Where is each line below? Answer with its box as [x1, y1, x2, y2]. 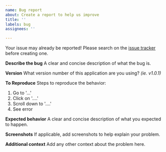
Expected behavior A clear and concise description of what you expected [5, 116, 161, 122]
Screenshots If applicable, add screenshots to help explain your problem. [5, 131, 160, 138]
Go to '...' [12, 90, 32, 96]
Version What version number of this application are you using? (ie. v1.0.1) [5, 70, 161, 77]
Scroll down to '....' [12, 100, 52, 107]
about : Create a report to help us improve [5, 12, 100, 17]
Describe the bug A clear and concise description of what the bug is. [5, 60, 151, 66]
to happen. [5, 121, 28, 128]
